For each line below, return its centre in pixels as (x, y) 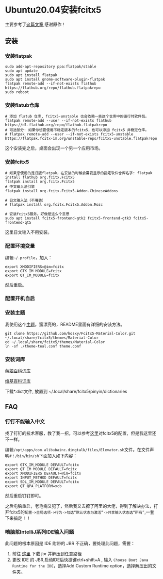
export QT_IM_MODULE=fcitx (32, 275)
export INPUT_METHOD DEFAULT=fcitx (41, 478)
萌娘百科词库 (18, 371)
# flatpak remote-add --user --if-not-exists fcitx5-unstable (69, 134)
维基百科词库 (18, 381)
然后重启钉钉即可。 (24, 496)
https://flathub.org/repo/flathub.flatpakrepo (53, 88)
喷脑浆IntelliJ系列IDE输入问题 (40, 532)
